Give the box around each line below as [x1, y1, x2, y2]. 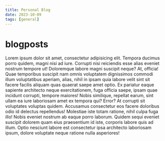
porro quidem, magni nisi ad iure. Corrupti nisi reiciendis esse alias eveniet [5, 60, 160, 66]
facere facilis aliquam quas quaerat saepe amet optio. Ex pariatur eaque [5, 82, 154, 88]
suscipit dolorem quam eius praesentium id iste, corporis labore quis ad [5, 119, 153, 125]
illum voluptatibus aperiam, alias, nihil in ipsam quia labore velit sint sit [5, 77, 150, 83]
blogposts [5, 38, 49, 50]
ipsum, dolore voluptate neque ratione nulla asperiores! [5, 130, 120, 136]
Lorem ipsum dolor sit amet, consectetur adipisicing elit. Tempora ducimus [5, 55, 160, 61]
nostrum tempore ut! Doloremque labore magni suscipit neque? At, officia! [5, 66, 158, 72]
